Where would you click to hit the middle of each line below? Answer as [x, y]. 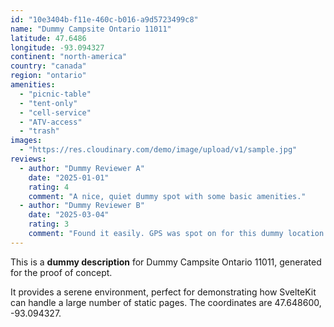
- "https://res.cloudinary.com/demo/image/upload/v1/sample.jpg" [158, 150]
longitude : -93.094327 [57, 47]
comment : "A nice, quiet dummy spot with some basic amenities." [167, 196]
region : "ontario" [48, 76]
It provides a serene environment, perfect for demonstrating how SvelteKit [163, 292]
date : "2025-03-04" [69, 215]
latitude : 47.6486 [48, 38]
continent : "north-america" [69, 57]
